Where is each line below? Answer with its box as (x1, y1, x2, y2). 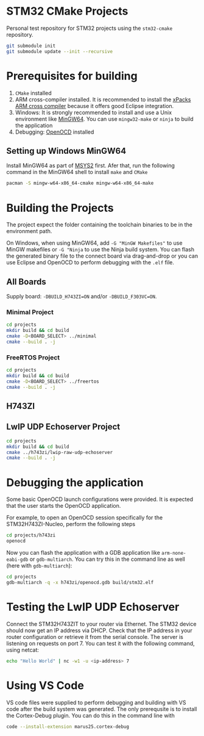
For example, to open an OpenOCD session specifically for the (6, 514, 163, 521)
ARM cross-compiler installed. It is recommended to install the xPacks (15, 96, 191, 103)
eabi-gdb (6, 557, 29, 563)
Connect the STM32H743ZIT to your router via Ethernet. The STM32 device (6, 620, 197, 627)
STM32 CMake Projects (6, 4, 128, 18)
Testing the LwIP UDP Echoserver (6, 600, 180, 614)
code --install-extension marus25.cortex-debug (6, 723, 130, 730)
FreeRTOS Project (6, 353, 60, 361)
